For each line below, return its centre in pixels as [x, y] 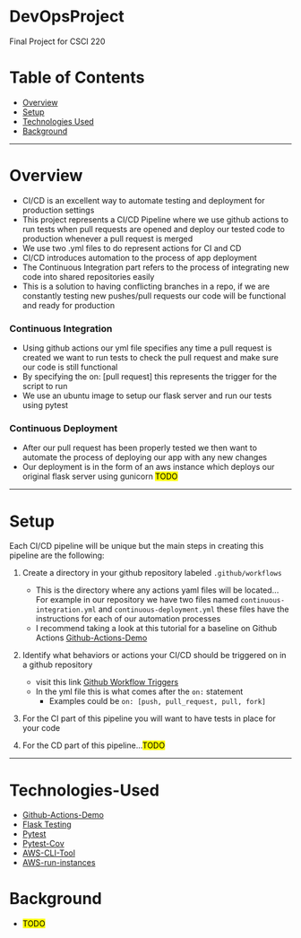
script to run [45, 386]
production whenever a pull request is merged [107, 239]
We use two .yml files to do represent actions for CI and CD [132, 248]
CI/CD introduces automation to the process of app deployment [139, 257]
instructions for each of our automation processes [128, 619]
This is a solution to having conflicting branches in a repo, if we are [146, 286]
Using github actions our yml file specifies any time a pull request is [147, 348]
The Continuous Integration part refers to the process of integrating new [155, 267]
